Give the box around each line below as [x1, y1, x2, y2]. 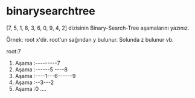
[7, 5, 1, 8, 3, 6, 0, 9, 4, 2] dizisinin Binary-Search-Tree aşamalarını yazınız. [6, 24, 190, 31]
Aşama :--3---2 [14, 79, 54, 86]
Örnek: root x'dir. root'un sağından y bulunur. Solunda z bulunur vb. [6, 36, 174, 43]
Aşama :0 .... [14, 85, 46, 92]
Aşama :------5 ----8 [14, 65, 68, 73]
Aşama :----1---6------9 [14, 72, 76, 79]
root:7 [6, 47, 21, 55]
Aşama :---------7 [14, 59, 60, 67]
